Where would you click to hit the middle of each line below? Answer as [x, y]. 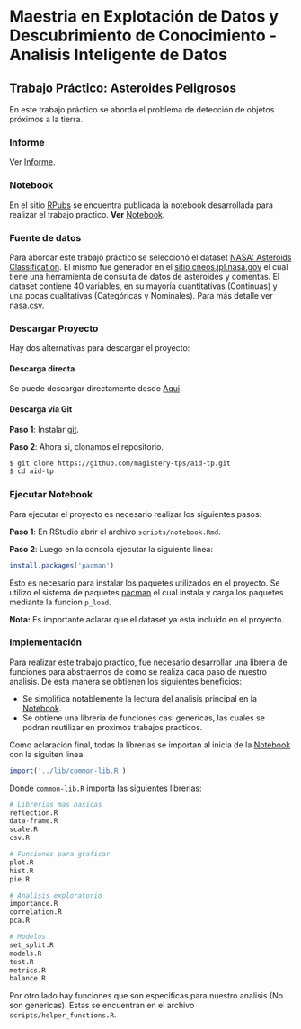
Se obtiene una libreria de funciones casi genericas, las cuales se [143, 718]
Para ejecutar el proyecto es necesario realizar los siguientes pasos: [136, 514]
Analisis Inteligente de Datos [118, 55]
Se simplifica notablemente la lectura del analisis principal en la [140, 698]
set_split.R [31, 945]
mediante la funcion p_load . [60, 602]
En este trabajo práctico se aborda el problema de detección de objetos [142, 109]
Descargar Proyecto [54, 328]
